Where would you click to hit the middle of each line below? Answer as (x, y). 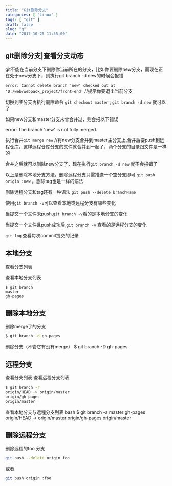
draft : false (19, 24)
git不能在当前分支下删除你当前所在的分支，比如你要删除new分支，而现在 (82, 69)
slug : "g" (16, 29)
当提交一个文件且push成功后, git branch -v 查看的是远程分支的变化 (76, 225)
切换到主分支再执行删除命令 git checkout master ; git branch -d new (78, 102)
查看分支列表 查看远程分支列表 (37, 378)
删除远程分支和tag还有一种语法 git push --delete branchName (71, 192)
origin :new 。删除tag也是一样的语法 (44, 181)
